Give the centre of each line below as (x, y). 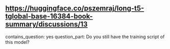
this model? (17, 42)
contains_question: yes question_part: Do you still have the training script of (85, 36)
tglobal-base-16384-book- (49, 17)
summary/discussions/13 (46, 24)
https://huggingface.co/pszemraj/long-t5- (75, 8)
